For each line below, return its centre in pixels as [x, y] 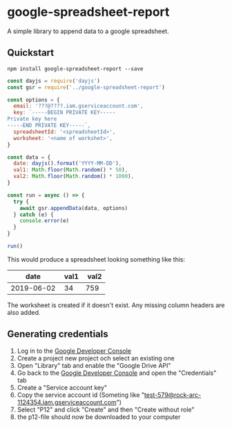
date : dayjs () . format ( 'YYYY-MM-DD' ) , [68, 164]
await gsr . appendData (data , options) [74, 208]
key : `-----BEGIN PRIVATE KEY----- [65, 113]
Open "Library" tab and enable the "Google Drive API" [94, 365]
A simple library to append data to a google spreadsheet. [88, 31]
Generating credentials [58, 334]
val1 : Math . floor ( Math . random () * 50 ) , [71, 170]
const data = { [29, 157]
